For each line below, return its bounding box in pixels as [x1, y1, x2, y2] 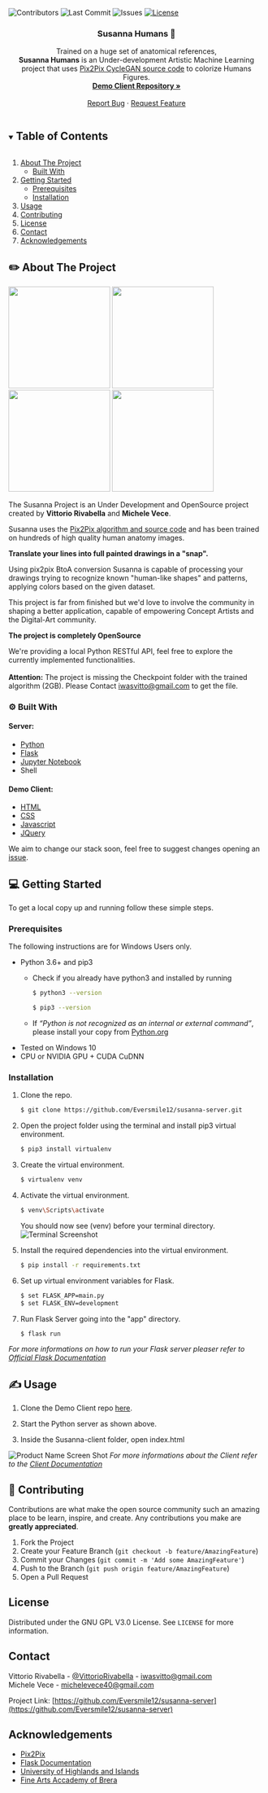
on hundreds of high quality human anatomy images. [8, 533, 185, 542]
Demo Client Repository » [92, 81, 181, 91]
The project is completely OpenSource [8, 630, 141, 640]
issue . [8, 853, 28, 862]
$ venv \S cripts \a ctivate [19, 1206, 105, 1215]
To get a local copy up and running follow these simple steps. [8, 903, 214, 913]
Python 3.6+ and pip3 [19, 958, 93, 967]
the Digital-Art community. [8, 615, 97, 625]
